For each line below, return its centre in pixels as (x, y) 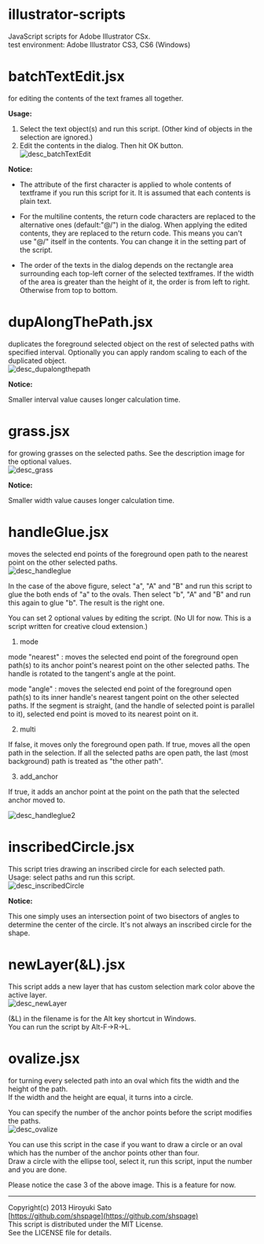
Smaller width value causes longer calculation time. (92, 500)
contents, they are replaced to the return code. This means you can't (131, 233)
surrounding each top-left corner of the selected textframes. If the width (136, 273)
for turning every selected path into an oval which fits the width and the (124, 1080)
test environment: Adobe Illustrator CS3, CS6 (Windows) (99, 44)
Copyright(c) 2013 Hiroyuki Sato (60, 1207)
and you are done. (38, 1169)
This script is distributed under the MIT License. (86, 1224)
